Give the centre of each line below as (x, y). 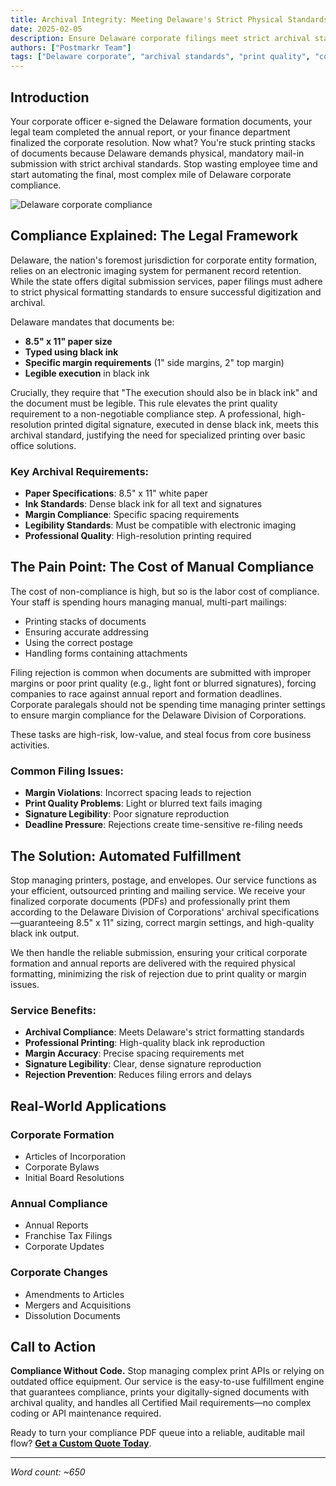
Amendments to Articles (74, 1294)
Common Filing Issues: (67, 771)
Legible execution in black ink (87, 373)
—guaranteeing (42, 922)
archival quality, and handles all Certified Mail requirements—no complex (161, 1403)
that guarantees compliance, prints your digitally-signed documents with (160, 1392)
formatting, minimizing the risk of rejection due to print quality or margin (158, 973)
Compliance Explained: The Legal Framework (154, 236)
